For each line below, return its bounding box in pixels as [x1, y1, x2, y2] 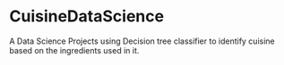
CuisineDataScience [9, 6, 164, 27]
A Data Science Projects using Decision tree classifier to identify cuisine [9, 36, 275, 46]
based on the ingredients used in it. [9, 45, 140, 55]
